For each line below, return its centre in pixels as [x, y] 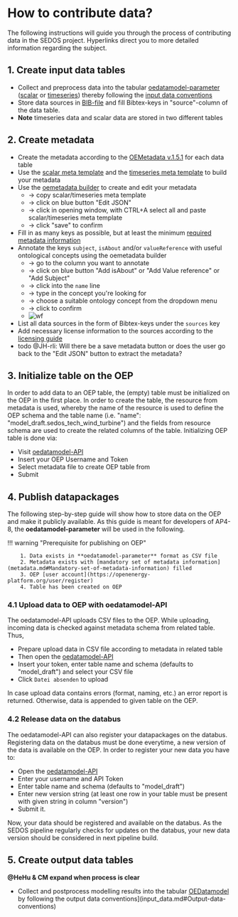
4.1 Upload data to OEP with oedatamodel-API [87, 605]
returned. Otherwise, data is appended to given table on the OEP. [103, 701]
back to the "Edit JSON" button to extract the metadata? [100, 353]
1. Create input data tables [66, 70]
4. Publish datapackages [63, 497]
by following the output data [59, 899]
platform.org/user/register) [50, 581]
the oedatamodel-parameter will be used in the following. [100, 529]
